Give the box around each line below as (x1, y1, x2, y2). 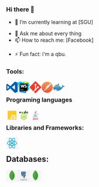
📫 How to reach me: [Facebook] (14, 36, 94, 44)
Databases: (6, 154, 49, 164)
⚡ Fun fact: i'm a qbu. (14, 51, 66, 58)
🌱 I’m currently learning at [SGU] (14, 19, 94, 26)
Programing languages (6, 95, 73, 103)
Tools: (6, 68, 25, 76)
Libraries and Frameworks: (6, 123, 84, 132)
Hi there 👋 (6, 5, 35, 14)
